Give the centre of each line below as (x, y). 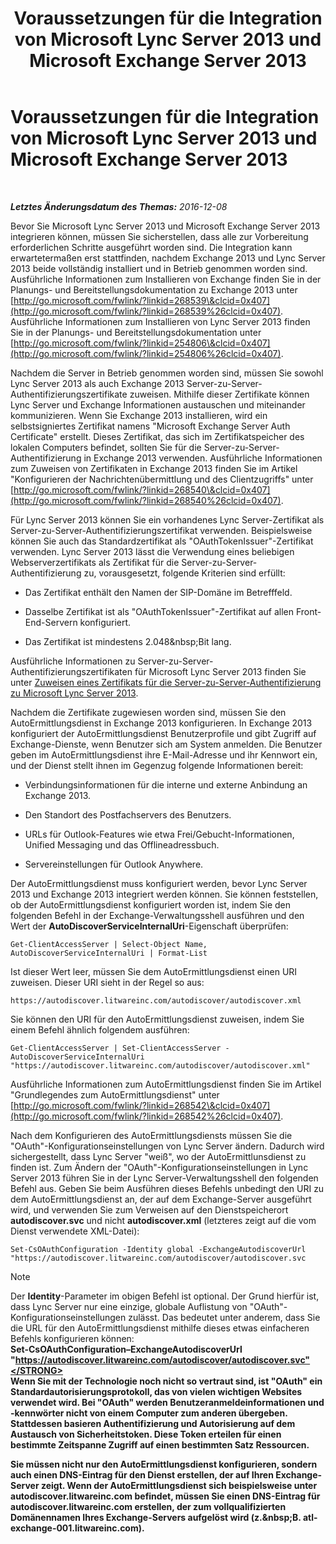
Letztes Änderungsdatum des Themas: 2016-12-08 (119, 206)
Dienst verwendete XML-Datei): (75, 1231)
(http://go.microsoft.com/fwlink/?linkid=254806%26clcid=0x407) (146, 353)
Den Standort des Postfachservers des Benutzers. (128, 814)
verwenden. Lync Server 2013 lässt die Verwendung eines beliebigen (152, 551)
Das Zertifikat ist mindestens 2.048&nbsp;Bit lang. (128, 641)
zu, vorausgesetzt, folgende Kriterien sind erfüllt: (184, 573)
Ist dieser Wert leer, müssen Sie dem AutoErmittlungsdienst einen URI (154, 971)
